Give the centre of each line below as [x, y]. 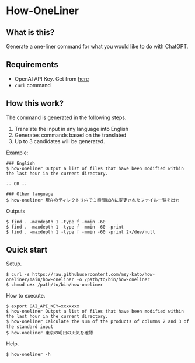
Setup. [14, 264]
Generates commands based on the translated [70, 135]
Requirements [32, 65]
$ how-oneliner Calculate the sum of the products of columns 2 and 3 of [98, 322]
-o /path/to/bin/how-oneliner [113, 280]
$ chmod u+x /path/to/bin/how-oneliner [55, 285]
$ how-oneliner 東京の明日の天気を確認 [50, 333]
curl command [32, 85]
